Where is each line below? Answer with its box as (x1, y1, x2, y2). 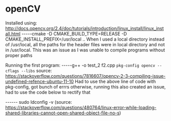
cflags (5, 68, 19, 74)
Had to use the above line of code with (74, 78, 156, 84)
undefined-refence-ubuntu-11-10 (5, 78, 74, 84)
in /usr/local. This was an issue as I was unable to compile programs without (5, 47, 165, 53)
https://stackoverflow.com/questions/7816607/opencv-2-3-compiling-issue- (5, 73, 166, 79)
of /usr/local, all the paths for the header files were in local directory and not (5, 41, 165, 47)
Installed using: (5, 20, 37, 26)
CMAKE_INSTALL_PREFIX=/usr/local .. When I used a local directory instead (5, 36, 164, 42)
